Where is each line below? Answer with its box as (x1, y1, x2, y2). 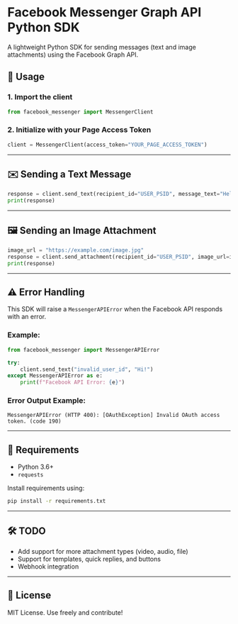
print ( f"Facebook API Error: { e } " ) (20, 379, 125, 386)
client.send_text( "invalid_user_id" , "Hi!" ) (20, 366, 154, 373)
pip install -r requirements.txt (7, 498, 106, 505)
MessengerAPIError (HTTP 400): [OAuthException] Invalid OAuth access (7, 412, 220, 419)
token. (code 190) (7, 418, 62, 425)
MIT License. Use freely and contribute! (7, 608, 123, 617)
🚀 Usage (7, 71, 45, 83)
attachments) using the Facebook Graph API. (7, 50, 139, 59)
